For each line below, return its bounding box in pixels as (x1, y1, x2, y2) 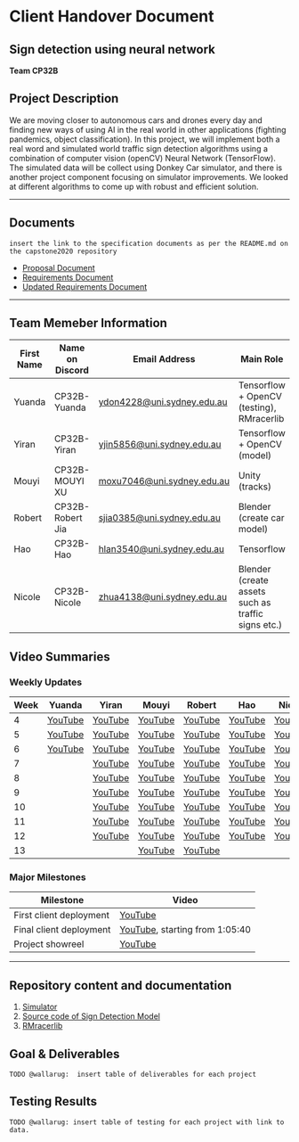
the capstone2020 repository (9, 247, 117, 256)
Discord (54, 364, 89, 376)
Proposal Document (21, 262, 95, 273)
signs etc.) (238, 619, 283, 631)
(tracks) (238, 481, 272, 493)
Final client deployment (13, 924, 111, 936)
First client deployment (13, 909, 109, 922)
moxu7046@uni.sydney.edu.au (98, 475, 230, 488)
